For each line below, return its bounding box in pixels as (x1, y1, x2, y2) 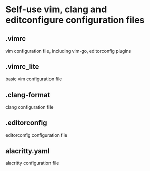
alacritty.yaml (5, 147, 50, 155)
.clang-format (5, 91, 51, 99)
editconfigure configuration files (5, 14, 145, 26)
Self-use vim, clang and (5, 4, 107, 15)
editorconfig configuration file (5, 132, 67, 138)
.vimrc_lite (5, 62, 39, 71)
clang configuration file (5, 104, 54, 110)
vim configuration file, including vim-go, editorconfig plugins (5, 48, 131, 54)
